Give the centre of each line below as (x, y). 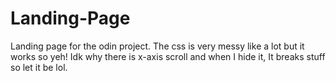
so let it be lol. (39, 67)
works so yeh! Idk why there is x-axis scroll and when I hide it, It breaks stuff (168, 56)
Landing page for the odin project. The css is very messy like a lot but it (157, 46)
